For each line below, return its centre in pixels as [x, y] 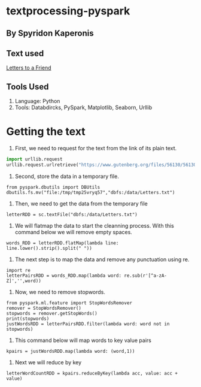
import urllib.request [34, 159]
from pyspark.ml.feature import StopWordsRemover [69, 303]
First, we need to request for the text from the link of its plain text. [96, 149]
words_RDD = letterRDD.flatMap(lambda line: [63, 243]
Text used [25, 53]
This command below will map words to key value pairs [83, 340]
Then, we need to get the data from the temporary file [81, 203]
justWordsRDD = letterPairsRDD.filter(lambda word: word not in [88, 324]
